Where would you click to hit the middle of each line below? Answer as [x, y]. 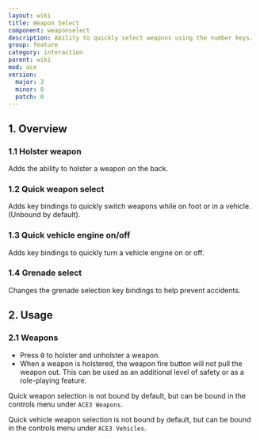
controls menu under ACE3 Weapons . [65, 404]
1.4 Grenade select [45, 273]
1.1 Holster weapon [45, 151]
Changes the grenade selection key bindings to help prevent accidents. [124, 290]
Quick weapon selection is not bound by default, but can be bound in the [127, 395]
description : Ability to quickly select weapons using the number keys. [131, 38]
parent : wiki [30, 60]
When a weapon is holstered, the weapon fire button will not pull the [131, 363]
